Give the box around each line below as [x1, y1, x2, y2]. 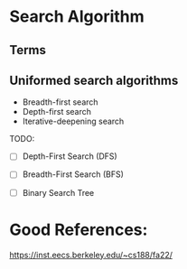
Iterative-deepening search [22, 116, 125, 127]
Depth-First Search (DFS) [22, 151, 117, 162]
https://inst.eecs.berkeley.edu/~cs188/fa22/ [9, 249, 173, 260]
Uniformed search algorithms [9, 72, 179, 88]
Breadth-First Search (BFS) [22, 169, 125, 180]
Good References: [9, 219, 148, 240]
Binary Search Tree [22, 187, 95, 198]
